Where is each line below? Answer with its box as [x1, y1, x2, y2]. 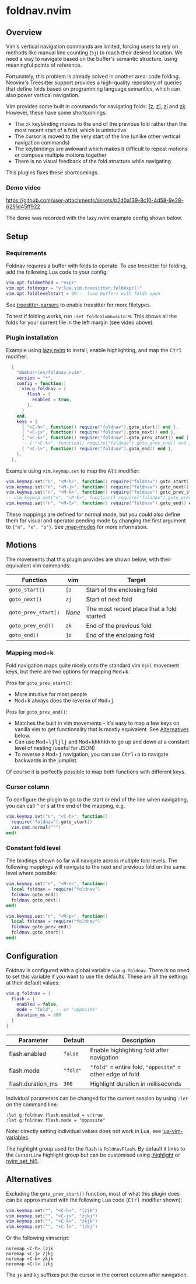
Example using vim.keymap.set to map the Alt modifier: [6, 467, 140, 474]
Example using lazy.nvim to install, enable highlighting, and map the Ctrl [6, 346, 183, 353]
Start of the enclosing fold [86, 586, 157, 594]
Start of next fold [86, 595, 132, 603]
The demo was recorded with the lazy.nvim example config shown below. [6, 215, 183, 222]
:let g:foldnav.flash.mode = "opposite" [6, 1117, 106, 1123]
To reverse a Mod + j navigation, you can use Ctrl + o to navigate [14, 751, 169, 758]
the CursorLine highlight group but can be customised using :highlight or [6, 1151, 180, 1158]
